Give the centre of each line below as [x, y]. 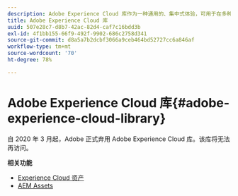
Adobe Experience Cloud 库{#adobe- [119, 103]
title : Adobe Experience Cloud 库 [58, 20]
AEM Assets [35, 185]
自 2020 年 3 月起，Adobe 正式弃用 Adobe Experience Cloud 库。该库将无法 [119, 139]
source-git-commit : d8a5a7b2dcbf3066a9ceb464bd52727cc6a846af [101, 40]
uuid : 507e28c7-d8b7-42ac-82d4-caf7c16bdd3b [74, 27]
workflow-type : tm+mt [39, 47]
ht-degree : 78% [30, 60]
